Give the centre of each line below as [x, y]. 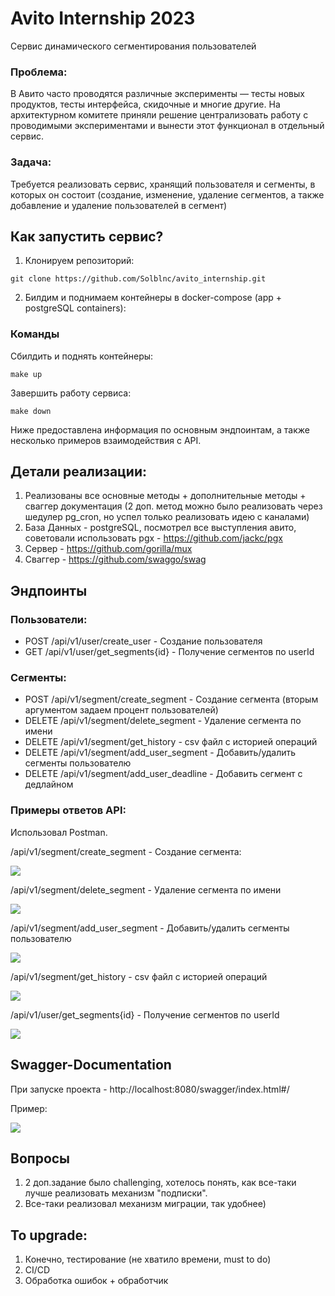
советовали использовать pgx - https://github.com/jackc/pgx [153, 538]
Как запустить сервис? [87, 236]
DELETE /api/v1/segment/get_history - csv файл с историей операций [171, 742]
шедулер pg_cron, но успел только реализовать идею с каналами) [167, 517]
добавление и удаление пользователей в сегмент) [119, 205]
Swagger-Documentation [91, 1065]
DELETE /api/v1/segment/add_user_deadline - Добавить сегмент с [163, 774]
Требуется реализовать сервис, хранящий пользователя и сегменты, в [163, 184]
